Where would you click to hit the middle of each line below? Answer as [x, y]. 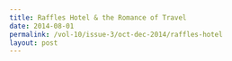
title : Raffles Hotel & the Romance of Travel [98, 17]
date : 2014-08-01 [42, 26]
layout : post [34, 43]
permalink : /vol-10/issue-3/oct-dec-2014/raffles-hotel [116, 34]
